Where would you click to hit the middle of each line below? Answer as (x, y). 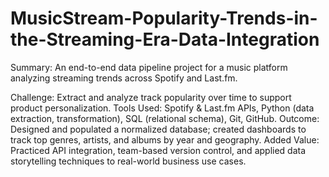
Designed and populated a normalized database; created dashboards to (158, 129)
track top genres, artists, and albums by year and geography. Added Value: (165, 139)
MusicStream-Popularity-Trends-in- (164, 18)
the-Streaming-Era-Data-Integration (165, 39)
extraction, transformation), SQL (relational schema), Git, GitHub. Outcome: (165, 118)
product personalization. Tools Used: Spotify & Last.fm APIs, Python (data (162, 108)
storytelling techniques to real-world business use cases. (128, 161)
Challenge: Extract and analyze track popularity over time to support (151, 97)
